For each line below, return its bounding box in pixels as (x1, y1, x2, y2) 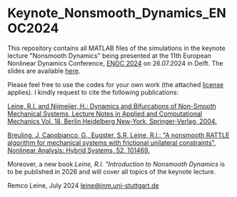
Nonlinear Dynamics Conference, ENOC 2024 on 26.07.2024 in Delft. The (7, 59, 223, 67)
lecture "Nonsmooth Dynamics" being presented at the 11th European (7, 51, 212, 60)
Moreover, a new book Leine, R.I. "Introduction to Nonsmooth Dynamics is (7, 159, 226, 168)
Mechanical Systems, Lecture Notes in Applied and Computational (7, 109, 202, 118)
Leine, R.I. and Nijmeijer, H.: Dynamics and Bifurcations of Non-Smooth (7, 101, 216, 110)
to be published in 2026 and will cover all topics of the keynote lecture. (7, 167, 216, 176)
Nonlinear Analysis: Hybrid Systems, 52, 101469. (7, 146, 150, 154)
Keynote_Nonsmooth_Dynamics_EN (7, 5, 226, 21)
